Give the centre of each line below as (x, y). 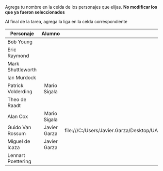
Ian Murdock (22, 77)
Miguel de (19, 141)
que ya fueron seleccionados (35, 12)
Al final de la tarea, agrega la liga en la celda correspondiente (66, 22)
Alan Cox (18, 116)
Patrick (16, 85)
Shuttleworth (22, 70)
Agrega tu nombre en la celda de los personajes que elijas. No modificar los (81, 7)
